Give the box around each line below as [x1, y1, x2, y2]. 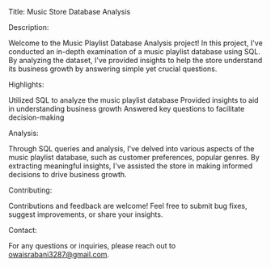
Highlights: [8, 80, 44, 89]
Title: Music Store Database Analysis [8, 7, 131, 16]
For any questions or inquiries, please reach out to [8, 241, 176, 250]
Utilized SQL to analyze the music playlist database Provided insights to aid [8, 95, 259, 104]
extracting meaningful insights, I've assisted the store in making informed [8, 161, 253, 171]
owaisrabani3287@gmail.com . [8, 250, 110, 259]
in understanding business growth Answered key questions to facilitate [8, 104, 245, 113]
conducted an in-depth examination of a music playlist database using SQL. [8, 47, 260, 56]
